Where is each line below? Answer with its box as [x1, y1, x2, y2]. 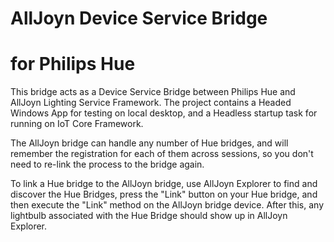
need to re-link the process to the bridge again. [10, 158, 205, 171]
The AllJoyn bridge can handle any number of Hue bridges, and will [10, 137, 289, 149]
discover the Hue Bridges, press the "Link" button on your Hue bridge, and [10, 188, 318, 201]
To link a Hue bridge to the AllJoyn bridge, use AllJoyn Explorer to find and [10, 178, 318, 190]
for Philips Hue [10, 53, 136, 76]
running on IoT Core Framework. [10, 118, 144, 130]
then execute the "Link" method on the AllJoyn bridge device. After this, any [10, 199, 325, 211]
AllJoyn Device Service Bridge [10, 7, 268, 30]
